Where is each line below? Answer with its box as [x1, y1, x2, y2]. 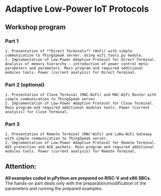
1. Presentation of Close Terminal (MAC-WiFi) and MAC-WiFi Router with [5, 92, 157, 97]
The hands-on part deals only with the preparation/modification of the [5, 180, 146, 186]
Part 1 [5, 38, 19, 44]
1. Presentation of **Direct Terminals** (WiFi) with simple [5, 48, 133, 53]
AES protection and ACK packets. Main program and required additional [5, 145, 154, 150]
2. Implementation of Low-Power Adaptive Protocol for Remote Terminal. [5, 140, 157, 145]
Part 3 [5, 121, 20, 128]
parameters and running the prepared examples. [5, 186, 103, 192]
